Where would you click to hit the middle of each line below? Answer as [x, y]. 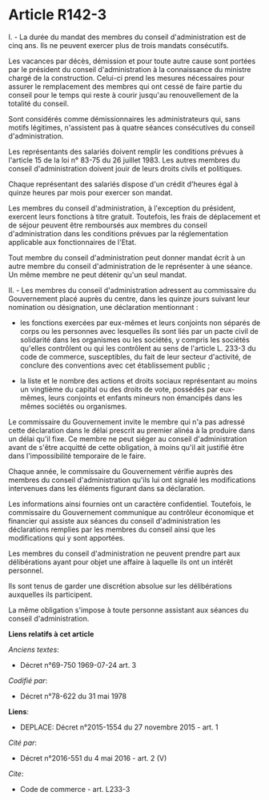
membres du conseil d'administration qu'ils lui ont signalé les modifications [132, 480]
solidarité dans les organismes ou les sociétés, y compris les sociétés [134, 340]
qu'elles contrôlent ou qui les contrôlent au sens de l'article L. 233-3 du [138, 348]
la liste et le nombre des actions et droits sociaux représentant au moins [139, 380]
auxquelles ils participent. [50, 594]
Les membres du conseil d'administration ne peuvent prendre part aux [124, 553]
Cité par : [23, 742]
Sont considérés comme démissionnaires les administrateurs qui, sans [124, 119]
